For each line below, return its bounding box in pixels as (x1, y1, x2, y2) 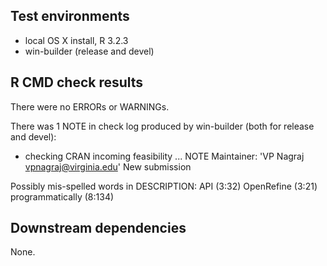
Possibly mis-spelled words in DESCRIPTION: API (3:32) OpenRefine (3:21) (10, 180, 318, 192)
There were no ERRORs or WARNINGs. (10, 100, 170, 113)
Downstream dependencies (10, 220, 187, 237)
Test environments (10, 8, 130, 25)
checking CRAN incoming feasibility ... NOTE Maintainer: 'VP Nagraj (24, 150, 305, 162)
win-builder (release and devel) (24, 45, 155, 57)
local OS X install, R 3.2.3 (24, 34, 129, 46)
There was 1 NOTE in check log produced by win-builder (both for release (10, 120, 315, 132)
